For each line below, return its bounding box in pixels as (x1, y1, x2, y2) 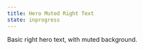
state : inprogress (7, 16, 60, 23)
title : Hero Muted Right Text (7, 10, 95, 17)
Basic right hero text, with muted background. (7, 35, 137, 43)
